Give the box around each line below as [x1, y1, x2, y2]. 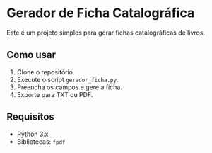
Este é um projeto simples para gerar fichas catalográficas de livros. [6, 28, 206, 37]
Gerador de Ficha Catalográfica [6, 5, 195, 21]
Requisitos [6, 111, 54, 123]
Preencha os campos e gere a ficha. [16, 83, 123, 91]
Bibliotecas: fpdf [16, 137, 66, 146]
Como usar [6, 49, 57, 61]
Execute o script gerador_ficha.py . [16, 75, 119, 84]
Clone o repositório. [16, 67, 75, 76]
